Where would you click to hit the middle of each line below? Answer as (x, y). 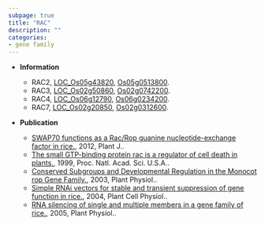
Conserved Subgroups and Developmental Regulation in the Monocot (144, 172)
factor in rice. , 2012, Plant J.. (78, 146)
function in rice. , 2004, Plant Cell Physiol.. (99, 197)
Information (39, 67)
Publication (39, 123)
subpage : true (32, 15)
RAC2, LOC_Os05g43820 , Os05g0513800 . (100, 83)
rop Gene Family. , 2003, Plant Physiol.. (94, 180)
